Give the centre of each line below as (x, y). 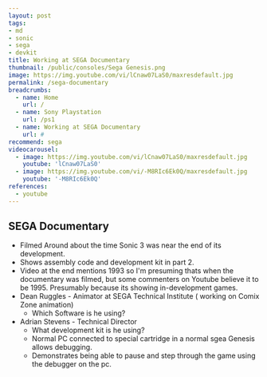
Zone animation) (47, 305)
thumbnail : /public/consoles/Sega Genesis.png (87, 68)
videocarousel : (33, 149)
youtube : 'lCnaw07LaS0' (62, 165)
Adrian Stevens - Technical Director (79, 322)
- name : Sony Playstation (59, 113)
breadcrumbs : (30, 90)
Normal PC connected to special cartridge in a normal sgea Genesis (143, 339)
